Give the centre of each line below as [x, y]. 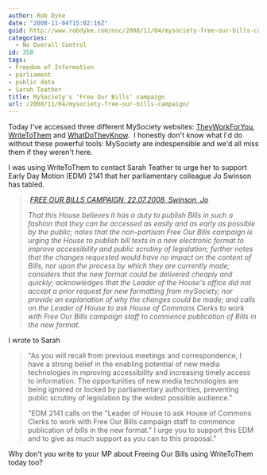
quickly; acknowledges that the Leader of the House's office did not [139, 283]
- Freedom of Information [51, 68]
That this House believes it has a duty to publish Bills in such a [130, 215]
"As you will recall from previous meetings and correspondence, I [135, 356]
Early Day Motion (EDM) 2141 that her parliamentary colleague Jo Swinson [130, 176]
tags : [17, 60]
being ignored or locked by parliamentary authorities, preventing [133, 389]
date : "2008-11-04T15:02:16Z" [58, 23]
